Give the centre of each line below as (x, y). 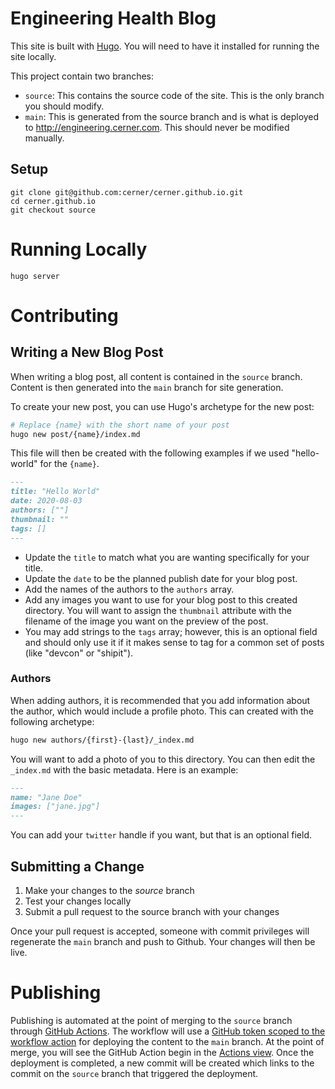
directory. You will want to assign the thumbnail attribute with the (158, 610)
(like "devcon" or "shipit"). (79, 653)
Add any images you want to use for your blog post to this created (161, 599)
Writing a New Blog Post (87, 352)
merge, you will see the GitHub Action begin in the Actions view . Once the (162, 1052)
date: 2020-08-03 (46, 501)
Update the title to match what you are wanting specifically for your (167, 557)
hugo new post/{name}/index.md (75, 434)
